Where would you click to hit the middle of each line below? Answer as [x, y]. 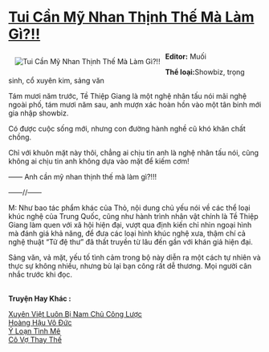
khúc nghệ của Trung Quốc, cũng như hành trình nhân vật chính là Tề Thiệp [133, 216]
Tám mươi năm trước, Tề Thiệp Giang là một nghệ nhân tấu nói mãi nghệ [128, 95]
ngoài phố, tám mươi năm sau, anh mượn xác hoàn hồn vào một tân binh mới [135, 104]
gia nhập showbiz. [39, 113]
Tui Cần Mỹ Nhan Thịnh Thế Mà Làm [131, 17]
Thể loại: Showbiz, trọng [205, 71]
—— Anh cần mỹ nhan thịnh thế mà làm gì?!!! [83, 176]
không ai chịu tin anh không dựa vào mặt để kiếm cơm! [99, 161]
